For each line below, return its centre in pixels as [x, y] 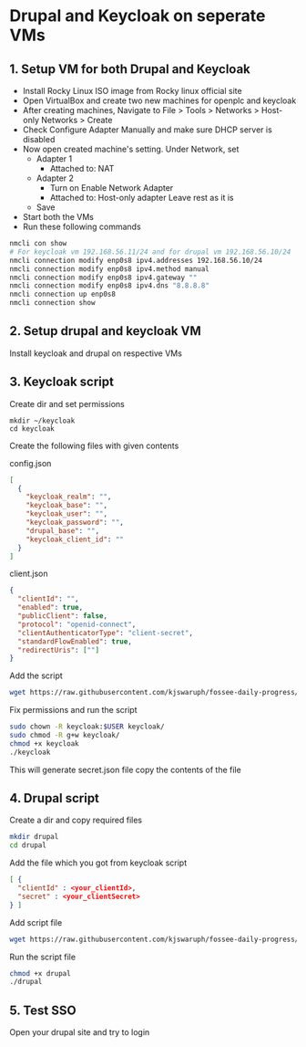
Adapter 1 [54, 159]
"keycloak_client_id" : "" [75, 539]
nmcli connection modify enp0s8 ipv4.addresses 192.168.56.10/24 [136, 260]
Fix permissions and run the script [73, 710]
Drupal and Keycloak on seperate [138, 16]
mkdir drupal [34, 837]
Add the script [36, 675]
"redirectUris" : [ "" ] [59, 650]
